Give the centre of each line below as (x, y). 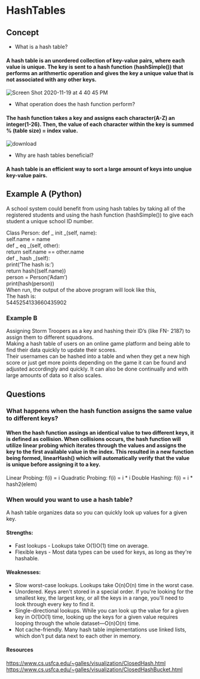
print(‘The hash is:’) (30, 264)
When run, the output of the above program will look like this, (81, 289)
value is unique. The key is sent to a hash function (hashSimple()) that (95, 67)
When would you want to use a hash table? (70, 499)
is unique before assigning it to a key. (53, 465)
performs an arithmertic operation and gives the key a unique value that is (100, 73)
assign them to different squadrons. (50, 337)
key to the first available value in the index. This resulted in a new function (100, 452)
